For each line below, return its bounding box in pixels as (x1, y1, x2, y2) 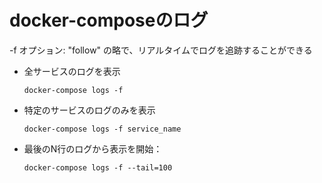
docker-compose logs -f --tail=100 (23, 162, 173, 173)
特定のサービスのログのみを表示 (23, 104, 156, 116)
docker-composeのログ (9, 9, 209, 32)
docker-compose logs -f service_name (23, 124, 182, 134)
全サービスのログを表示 (23, 65, 121, 77)
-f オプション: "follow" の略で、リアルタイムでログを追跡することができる (9, 44, 313, 56)
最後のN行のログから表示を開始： (23, 142, 163, 155)
